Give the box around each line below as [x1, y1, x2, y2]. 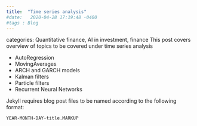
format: [6, 104, 24, 111]
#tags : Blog [6, 20, 39, 26]
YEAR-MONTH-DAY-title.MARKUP [6, 115, 79, 121]
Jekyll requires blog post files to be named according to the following [6, 97, 177, 105]
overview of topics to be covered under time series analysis [6, 42, 153, 50]
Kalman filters [14, 73, 50, 81]
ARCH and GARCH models [14, 67, 81, 74]
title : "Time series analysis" [6, 8, 87, 15]
